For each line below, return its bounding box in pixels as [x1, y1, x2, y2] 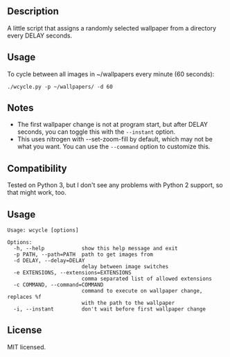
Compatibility [7, 162, 67, 174]
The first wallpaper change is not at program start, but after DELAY [17, 121, 209, 129]
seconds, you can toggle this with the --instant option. [17, 128, 176, 136]
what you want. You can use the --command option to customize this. [17, 142, 211, 151]
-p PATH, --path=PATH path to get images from [13, 251, 154, 259]
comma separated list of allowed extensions [81, 275, 213, 283]
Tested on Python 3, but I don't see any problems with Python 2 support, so [7, 181, 223, 189]
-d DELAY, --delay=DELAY [13, 257, 85, 264]
